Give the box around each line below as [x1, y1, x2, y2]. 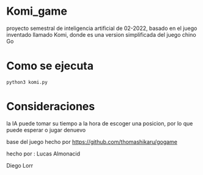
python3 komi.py [6, 79, 48, 85]
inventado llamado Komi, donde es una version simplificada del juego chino [6, 31, 197, 38]
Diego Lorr [6, 162, 34, 169]
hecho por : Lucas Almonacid [6, 150, 81, 157]
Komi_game [6, 4, 67, 18]
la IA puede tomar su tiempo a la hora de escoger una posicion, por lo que [6, 119, 193, 127]
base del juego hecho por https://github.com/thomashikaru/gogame [6, 138, 178, 145]
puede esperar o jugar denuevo [6, 126, 86, 133]
